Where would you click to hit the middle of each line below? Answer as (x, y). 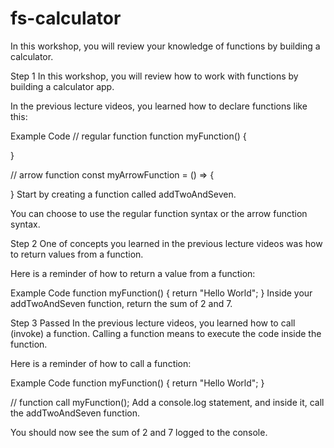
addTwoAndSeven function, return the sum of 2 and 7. (121, 303)
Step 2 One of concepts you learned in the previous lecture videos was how (166, 243)
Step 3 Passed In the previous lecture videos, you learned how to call (153, 323)
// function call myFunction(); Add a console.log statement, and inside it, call (167, 402)
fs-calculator (66, 18)
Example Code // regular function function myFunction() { (128, 136)
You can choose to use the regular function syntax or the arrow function (159, 213)
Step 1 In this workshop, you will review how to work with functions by (154, 76)
